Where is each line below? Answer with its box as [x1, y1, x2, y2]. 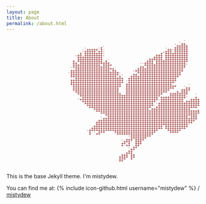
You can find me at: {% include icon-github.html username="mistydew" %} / [6, 184, 200, 192]
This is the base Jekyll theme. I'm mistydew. [6, 173, 118, 180]
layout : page [6, 9, 40, 15]
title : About [6, 15, 40, 21]
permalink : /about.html [6, 20, 67, 26]
